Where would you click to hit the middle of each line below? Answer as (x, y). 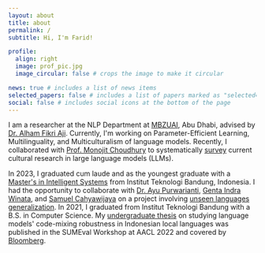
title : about (30, 23)
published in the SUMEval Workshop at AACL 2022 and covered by (118, 233)
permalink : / (30, 30)
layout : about (32, 15)
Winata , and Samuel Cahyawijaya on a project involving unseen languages (129, 199)
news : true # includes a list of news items (82, 87)
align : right (37, 59)
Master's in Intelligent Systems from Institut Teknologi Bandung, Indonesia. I (132, 182)
